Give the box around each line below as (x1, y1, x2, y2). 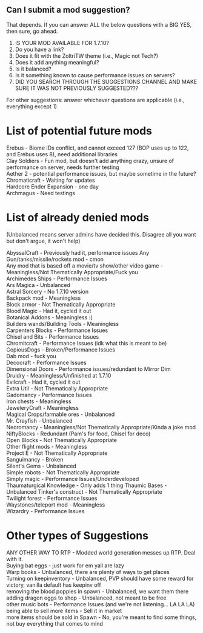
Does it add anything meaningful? (15, 58, 99, 66)
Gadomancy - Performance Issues (6, 391, 92, 398)
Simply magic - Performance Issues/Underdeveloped (6, 475, 139, 482)
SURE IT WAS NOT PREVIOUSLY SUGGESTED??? (15, 85, 139, 92)
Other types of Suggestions (6, 528, 148, 542)
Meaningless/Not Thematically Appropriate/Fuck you (6, 268, 138, 275)
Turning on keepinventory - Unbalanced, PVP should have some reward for (6, 575, 194, 582)
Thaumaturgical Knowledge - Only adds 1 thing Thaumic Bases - (6, 482, 167, 489)
